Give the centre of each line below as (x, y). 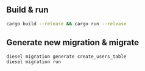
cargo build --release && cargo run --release (66, 23)
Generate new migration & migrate (72, 42)
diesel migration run (34, 62)
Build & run (27, 10)
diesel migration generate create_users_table (66, 57)
